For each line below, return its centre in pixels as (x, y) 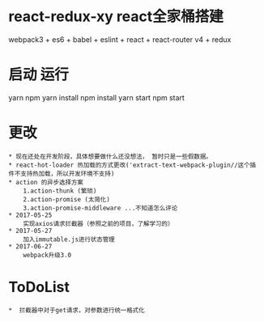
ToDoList (39, 287)
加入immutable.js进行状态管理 (69, 239)
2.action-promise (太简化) (67, 199)
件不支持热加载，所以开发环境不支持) (62, 174)
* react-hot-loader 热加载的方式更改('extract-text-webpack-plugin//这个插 (132, 165)
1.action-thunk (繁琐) (60, 191)
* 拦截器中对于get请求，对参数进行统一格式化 (77, 310)
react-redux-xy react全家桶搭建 (116, 17)
